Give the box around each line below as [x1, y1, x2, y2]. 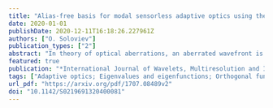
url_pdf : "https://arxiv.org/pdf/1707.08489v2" [8, 80, 173, 88]
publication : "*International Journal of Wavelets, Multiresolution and [8, 65, 260, 73]
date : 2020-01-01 [8, 19, 67, 28]
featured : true [8, 58, 60, 66]
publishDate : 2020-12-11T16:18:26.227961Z [8, 27, 154, 35]
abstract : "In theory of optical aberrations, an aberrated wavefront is [8, 50, 264, 58]
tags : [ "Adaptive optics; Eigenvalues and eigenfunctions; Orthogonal [8, 72, 253, 80]
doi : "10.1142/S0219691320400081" [8, 87, 126, 96]
